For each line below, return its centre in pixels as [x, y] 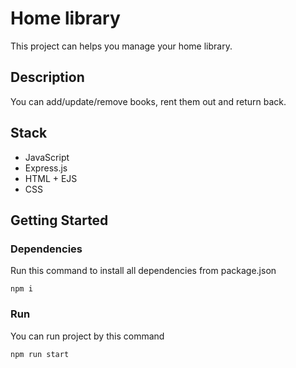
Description [47, 77]
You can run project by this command [87, 336]
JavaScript [47, 157]
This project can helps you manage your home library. [121, 46]
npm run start [40, 354]
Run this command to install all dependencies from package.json [143, 271]
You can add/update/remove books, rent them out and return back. [148, 101]
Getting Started [59, 220]
